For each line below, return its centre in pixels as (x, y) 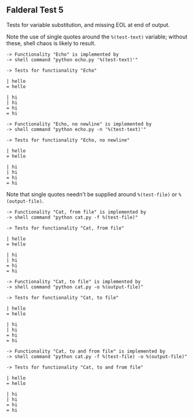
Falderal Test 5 (35, 10)
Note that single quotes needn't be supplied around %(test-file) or (92, 194)
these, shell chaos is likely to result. (51, 43)
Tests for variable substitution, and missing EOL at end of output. (88, 24)
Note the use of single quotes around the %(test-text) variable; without (97, 37)
